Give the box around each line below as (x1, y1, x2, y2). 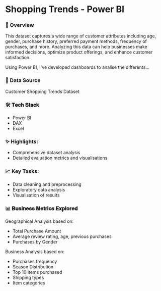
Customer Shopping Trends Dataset (5, 88, 79, 94)
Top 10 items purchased (12, 269, 62, 275)
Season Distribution (12, 264, 54, 270)
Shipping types (12, 274, 44, 280)
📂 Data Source (5, 77, 41, 84)
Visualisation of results (12, 192, 60, 198)
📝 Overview (5, 22, 34, 29)
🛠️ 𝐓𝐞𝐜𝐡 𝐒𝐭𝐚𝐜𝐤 (5, 101, 39, 108)
